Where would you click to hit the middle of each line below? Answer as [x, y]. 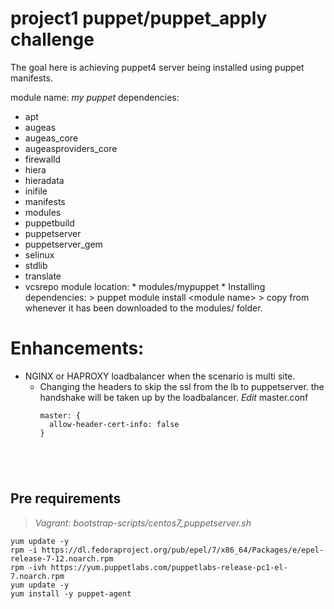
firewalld [42, 159]
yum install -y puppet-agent [71, 593]
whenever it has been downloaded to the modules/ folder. [143, 308]
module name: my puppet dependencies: [95, 97]
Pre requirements [66, 498]
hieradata [44, 180]
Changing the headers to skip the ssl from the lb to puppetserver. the [182, 386]
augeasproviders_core [71, 148]
